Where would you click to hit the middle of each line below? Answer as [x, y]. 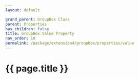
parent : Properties [26, 24]
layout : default [23, 10]
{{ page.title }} [37, 68]
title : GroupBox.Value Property [40, 34]
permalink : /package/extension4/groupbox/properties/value [70, 43]
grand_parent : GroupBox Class [38, 19]
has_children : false [27, 29]
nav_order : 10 [21, 38]
